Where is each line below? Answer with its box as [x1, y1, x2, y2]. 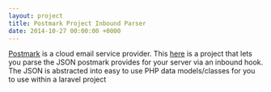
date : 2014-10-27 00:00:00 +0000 [8, 27, 121, 35]
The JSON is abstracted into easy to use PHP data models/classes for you [8, 66, 256, 76]
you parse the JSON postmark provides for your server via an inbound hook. [8, 57, 264, 67]
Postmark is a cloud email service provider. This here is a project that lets [8, 49, 252, 59]
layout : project [8, 11, 63, 20]
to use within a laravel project [8, 74, 107, 85]
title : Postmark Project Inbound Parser [8, 19, 147, 27]
